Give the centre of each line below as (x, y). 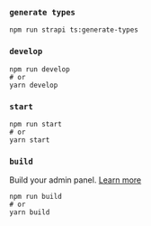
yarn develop (34, 85)
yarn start (30, 140)
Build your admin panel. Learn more (75, 180)
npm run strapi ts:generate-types (74, 30)
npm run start (36, 124)
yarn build (30, 212)
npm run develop (40, 69)
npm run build (36, 197)
